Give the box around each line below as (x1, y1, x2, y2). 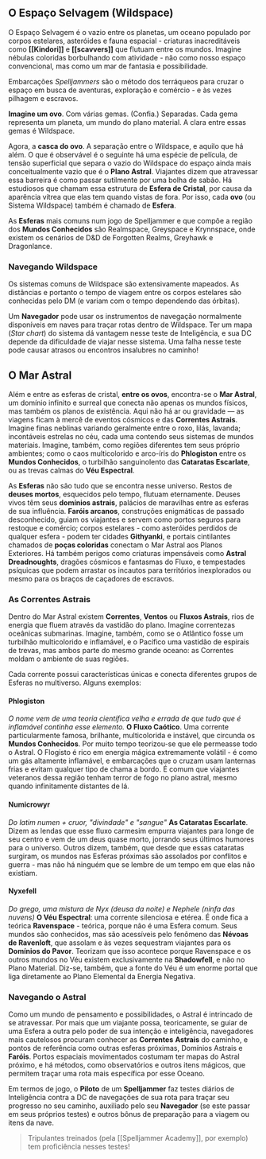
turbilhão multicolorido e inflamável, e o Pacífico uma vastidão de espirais (8, 637, 250, 647)
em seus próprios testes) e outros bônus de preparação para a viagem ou (8, 1110, 250, 1119)
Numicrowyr (8, 799, 50, 810)
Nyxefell (8, 886, 37, 896)
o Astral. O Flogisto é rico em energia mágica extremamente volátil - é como (8, 748, 258, 757)
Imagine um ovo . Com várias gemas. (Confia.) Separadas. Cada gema (8, 109, 238, 119)
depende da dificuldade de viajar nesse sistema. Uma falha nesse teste (8, 337, 242, 347)
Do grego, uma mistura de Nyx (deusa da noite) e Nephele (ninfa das (8, 904, 236, 913)
